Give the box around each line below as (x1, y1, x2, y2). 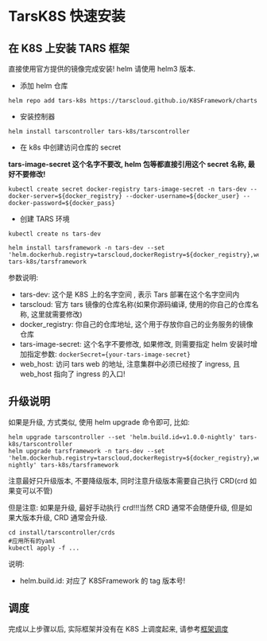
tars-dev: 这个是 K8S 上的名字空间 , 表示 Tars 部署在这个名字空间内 (19, 289, 240, 299)
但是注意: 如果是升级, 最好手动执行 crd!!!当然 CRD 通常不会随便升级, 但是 (8, 503, 246, 512)
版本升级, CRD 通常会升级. (21, 512, 108, 522)
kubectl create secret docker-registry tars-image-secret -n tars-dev (8, 185, 247, 193)
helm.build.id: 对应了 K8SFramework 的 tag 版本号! (19, 576, 185, 585)
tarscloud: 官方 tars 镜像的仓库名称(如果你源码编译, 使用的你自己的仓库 (19, 300, 252, 309)
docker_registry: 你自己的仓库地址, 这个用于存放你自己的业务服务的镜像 (19, 320, 253, 328)
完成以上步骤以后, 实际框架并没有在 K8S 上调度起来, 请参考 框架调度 (8, 624, 229, 633)
